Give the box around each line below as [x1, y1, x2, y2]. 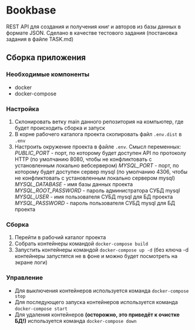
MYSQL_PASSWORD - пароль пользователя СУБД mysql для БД [14, 199, 176, 206]
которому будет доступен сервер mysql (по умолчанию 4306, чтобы [14, 168, 188, 175]
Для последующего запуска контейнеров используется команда [14, 298, 178, 305]
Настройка [6, 104, 39, 113]
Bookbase [6, 4, 56, 17]
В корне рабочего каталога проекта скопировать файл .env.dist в [14, 130, 182, 137]
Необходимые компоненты [6, 70, 90, 78]
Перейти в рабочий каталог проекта [14, 234, 106, 241]
